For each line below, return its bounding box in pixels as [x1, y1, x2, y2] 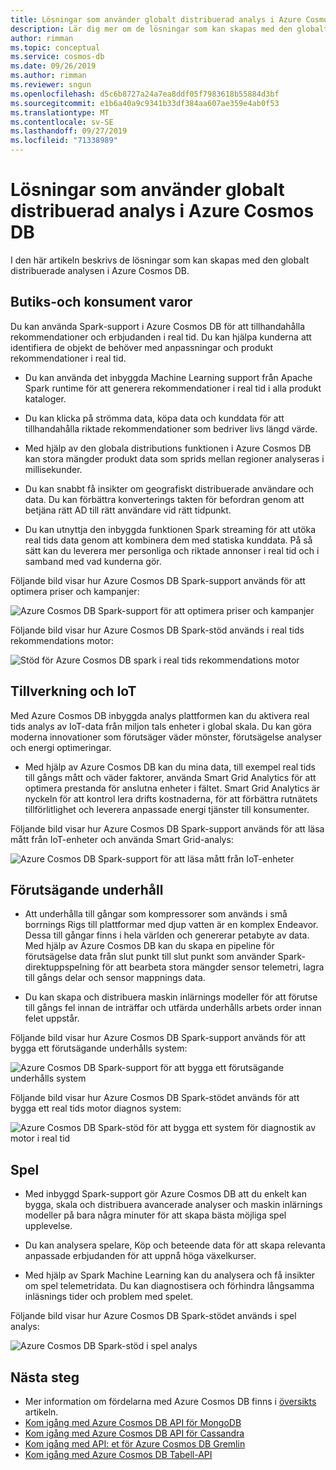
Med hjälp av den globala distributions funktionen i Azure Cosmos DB [24, 442, 312, 454]
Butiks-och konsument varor [10, 294, 193, 311]
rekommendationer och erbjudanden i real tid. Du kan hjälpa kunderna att [10, 331, 312, 343]
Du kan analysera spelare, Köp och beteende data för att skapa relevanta [24, 1239, 326, 1251]
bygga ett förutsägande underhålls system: [10, 1042, 188, 1055]
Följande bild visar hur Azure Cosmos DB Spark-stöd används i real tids [10, 624, 305, 636]
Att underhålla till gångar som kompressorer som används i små [24, 908, 288, 920]
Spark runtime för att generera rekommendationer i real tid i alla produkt [24, 382, 322, 394]
